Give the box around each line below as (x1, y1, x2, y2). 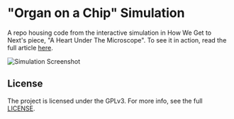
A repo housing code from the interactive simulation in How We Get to (7, 28, 211, 37)
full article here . (7, 43, 53, 52)
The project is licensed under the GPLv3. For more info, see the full (7, 96, 204, 105)
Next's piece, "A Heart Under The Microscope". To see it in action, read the (7, 35, 227, 44)
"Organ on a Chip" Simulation (7, 5, 185, 21)
